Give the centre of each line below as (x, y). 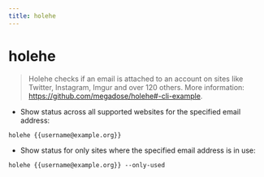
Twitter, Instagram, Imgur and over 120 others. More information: (136, 87)
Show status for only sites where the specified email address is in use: (138, 150)
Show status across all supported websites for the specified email (130, 111)
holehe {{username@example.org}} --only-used (87, 165)
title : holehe (32, 16)
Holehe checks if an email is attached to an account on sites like (136, 79)
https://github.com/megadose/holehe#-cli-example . (115, 96)
